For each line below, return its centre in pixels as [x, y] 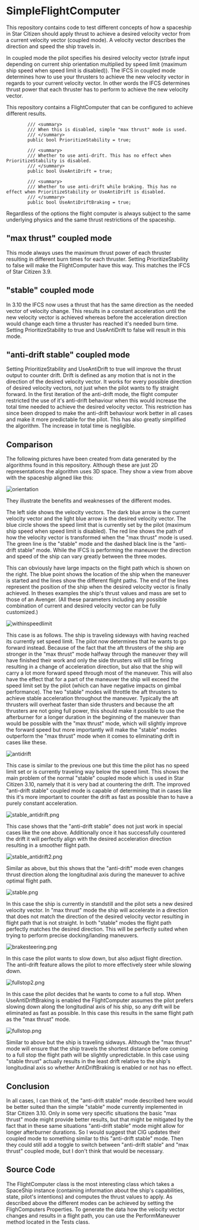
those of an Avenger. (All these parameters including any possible [87, 600]
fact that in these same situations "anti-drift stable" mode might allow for [95, 1126]
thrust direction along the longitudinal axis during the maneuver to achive [96, 875]
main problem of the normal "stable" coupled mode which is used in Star [95, 778]
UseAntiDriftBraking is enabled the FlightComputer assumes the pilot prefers [100, 1000]
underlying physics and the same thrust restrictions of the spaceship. [91, 219]
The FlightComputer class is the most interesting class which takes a [90, 1184]
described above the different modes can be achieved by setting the [90, 1203]
